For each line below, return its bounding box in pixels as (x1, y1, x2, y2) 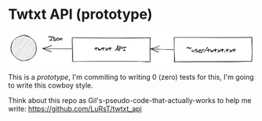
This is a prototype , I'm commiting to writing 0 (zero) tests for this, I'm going (8, 72, 254, 81)
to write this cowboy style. (8, 80, 94, 90)
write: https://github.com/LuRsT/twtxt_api (8, 104, 143, 113)
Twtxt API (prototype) (8, 5, 153, 23)
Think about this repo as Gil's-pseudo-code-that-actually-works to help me (8, 95, 253, 105)
